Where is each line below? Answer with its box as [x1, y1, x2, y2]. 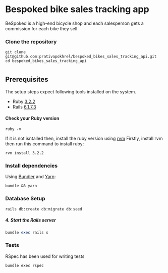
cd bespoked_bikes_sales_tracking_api [5, 59, 87, 64]
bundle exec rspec [5, 263, 44, 268]
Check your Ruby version [5, 115, 60, 122]
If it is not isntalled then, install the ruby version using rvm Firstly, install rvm [5, 135, 163, 142]
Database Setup [5, 195, 45, 202]
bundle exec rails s [5, 230, 49, 235]
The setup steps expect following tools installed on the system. [5, 88, 136, 94]
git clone [5, 49, 26, 55]
